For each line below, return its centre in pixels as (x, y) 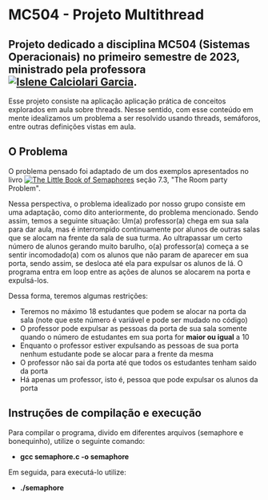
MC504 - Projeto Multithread (106, 15)
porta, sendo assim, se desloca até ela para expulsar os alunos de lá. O (126, 263)
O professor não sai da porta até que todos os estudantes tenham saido (138, 362)
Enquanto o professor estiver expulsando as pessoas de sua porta (129, 345)
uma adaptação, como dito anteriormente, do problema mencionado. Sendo (133, 212)
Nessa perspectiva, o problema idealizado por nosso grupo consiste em (127, 204)
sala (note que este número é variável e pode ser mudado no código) (134, 320)
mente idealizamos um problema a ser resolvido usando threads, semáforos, (134, 118)
